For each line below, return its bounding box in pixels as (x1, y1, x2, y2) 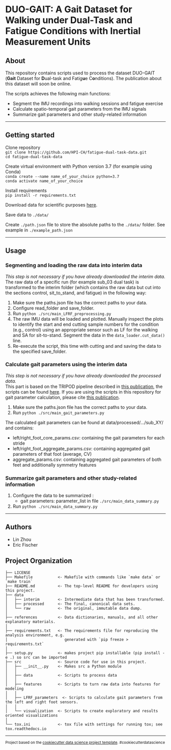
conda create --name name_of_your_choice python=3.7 (5, 174, 120, 179)
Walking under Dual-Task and (5, 14, 133, 26)
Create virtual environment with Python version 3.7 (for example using (5, 163, 152, 169)
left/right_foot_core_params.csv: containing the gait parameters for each (12, 434, 165, 441)
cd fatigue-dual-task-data (5, 154, 63, 159)
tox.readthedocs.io (5, 726, 47, 731)
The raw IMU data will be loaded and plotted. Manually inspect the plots (12, 316, 164, 322)
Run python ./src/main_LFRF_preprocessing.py (12, 310, 111, 317)
